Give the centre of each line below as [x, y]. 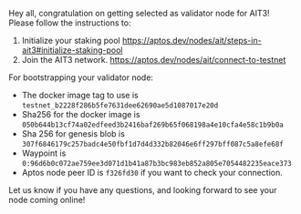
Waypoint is [44, 153]
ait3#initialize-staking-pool [72, 50]
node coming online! [47, 200]
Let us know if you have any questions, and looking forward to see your [143, 190]
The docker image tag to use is [80, 95]
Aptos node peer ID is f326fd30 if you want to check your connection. [152, 173]
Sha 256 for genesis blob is [73, 134]
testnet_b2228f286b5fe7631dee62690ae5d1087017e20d [120, 106]
